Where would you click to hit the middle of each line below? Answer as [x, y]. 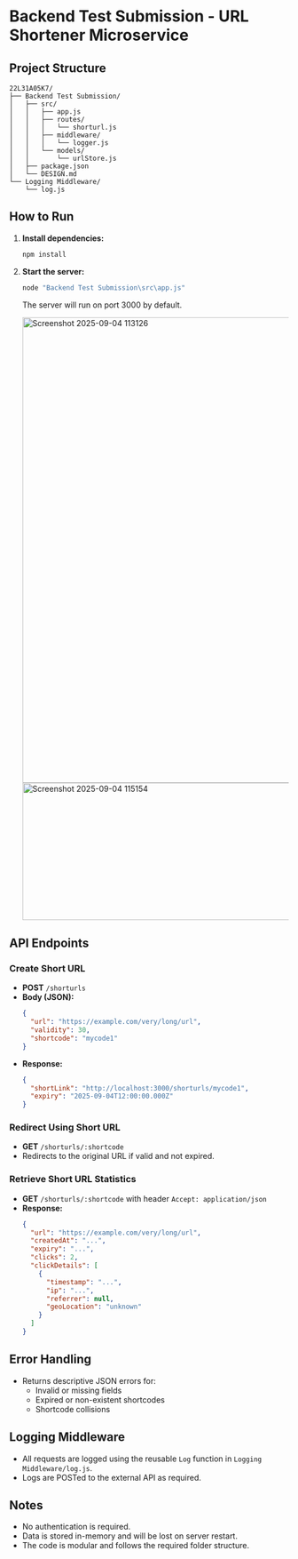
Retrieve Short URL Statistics [73, 1179]
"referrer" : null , [80, 1299]
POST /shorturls [54, 987]
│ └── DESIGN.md [43, 174]
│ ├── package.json [49, 166]
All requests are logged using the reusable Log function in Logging [142, 1459]
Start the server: [53, 271]
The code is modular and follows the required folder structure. [136, 1546]
